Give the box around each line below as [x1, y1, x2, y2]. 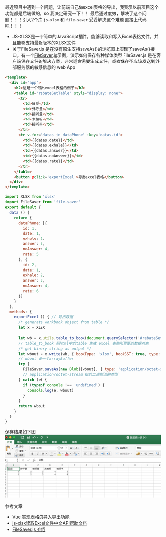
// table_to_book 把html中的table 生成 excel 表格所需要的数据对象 [18, 341, 149, 346]
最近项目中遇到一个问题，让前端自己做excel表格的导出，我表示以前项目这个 [5, 4, 159, 10]
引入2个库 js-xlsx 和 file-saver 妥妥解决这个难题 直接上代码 [22, 17, 147, 22]
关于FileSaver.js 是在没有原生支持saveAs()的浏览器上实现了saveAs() [12, 46, 151, 52]
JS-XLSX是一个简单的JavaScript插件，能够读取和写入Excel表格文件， [12, 34, 155, 39]
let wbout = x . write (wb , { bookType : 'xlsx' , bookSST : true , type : [18, 351, 161, 356]
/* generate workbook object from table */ [18, 320, 110, 325]
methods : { [9, 309, 32, 314]
